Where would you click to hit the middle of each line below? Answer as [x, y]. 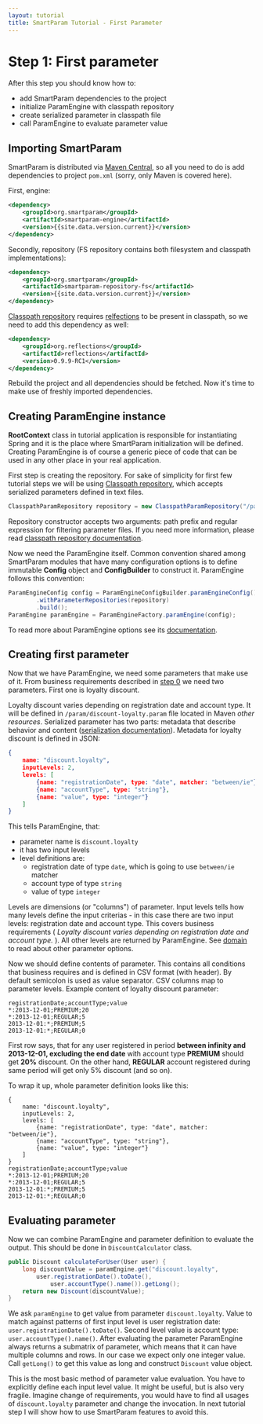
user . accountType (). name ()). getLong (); [115, 1284]
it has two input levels [54, 850]
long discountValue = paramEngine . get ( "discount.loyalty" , [121, 1269]
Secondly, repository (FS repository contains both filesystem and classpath [130, 249]
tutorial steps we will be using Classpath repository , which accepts [115, 484]
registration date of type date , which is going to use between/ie [133, 867]
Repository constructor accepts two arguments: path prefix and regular [123, 522]
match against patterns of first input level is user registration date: [114, 1322]
